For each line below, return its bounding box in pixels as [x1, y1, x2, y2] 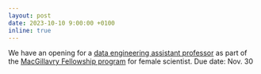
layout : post [8, 11, 52, 20]
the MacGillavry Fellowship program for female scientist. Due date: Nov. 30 [8, 56, 254, 66]
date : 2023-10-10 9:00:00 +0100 [8, 19, 115, 27]
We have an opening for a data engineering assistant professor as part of [8, 49, 248, 58]
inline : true [8, 26, 52, 34]
